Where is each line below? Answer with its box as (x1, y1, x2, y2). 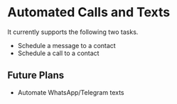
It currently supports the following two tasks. (7, 28, 139, 36)
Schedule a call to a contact (17, 49, 100, 57)
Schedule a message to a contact (17, 41, 116, 50)
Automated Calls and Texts (7, 4, 171, 21)
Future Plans (7, 69, 65, 81)
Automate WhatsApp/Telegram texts (17, 88, 124, 96)
